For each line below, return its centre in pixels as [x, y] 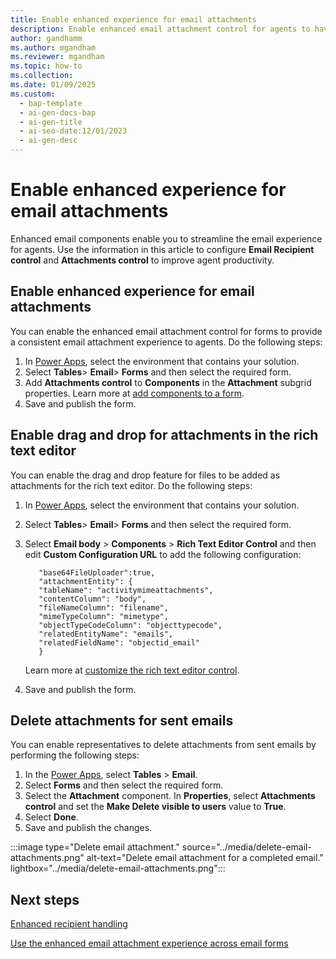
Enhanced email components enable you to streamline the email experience [166, 238]
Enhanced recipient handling [69, 924]
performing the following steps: [75, 755]
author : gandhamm [46, 38]
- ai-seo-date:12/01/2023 [73, 131]
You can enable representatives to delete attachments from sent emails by [163, 745]
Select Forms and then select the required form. [124, 785]
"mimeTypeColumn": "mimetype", [103, 616]
